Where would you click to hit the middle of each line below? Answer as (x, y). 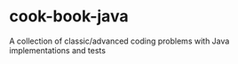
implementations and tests (58, 50)
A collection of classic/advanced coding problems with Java (119, 41)
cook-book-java (69, 16)
